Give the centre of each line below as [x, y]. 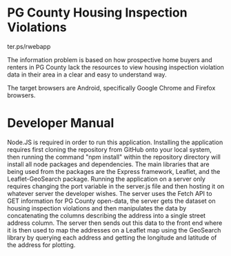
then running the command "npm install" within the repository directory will [114, 157]
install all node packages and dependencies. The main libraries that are [108, 164]
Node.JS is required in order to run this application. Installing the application [115, 142]
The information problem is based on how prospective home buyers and [110, 59]
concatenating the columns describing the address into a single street [106, 215]
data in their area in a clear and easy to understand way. [87, 75]
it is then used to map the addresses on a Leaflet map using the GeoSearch [114, 230]
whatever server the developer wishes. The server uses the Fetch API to [110, 193]
